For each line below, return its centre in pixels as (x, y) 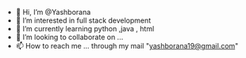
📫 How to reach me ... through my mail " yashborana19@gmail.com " (127, 46)
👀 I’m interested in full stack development (83, 20)
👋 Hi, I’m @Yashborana (53, 12)
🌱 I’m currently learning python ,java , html (85, 29)
